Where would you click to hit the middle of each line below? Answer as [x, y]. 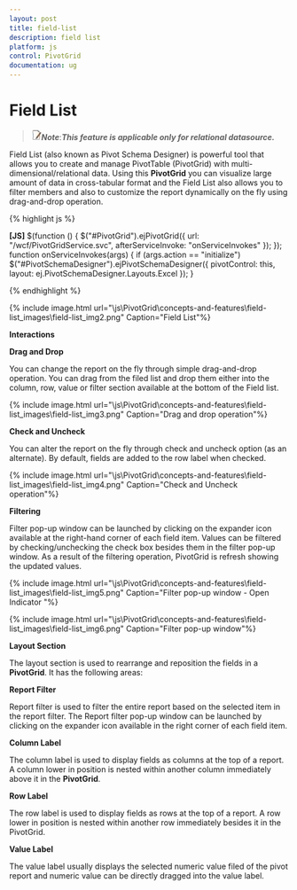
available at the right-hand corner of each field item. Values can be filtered [145, 537]
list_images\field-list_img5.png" [66, 592]
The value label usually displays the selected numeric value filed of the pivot [148, 866]
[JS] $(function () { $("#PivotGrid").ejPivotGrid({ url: [104, 236]
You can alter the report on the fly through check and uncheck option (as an [148, 449]
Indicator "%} [34, 602]
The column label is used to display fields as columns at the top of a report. [147, 760]
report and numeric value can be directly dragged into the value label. [137, 875]
